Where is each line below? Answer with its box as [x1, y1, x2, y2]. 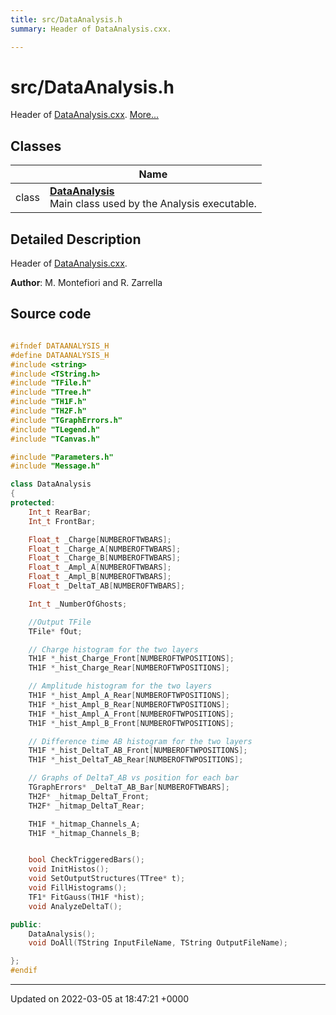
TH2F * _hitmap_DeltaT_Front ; [28, 791, 150, 801]
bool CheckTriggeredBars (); [28, 855, 145, 865]
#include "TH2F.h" [10, 406, 87, 416]
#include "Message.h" [10, 461, 101, 471]
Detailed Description [10, 231, 142, 248]
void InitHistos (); [28, 864, 110, 875]
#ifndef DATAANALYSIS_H [10, 341, 110, 351]
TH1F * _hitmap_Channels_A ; [28, 819, 141, 829]
